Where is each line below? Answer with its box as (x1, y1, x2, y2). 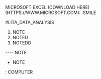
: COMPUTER (5, 69, 33, 75)
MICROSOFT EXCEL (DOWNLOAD (5, 5, 76, 10)
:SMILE (81, 10, 96, 16)
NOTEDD (12, 40, 32, 46)
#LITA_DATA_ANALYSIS (5, 20, 54, 25)
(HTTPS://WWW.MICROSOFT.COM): (5, 10, 81, 16)
